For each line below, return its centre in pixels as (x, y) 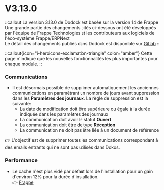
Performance (22, 160)
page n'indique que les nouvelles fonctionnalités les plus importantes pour (81, 58)
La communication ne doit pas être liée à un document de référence (89, 130)
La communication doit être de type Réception (68, 125)
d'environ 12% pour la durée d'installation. (55, 176)
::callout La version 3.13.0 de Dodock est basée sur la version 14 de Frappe (82, 22)
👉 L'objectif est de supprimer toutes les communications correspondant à (82, 140)
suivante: (22, 104)
